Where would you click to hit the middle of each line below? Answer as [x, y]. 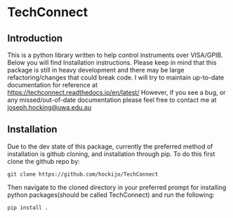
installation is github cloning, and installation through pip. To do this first [111, 154]
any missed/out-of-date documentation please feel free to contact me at [112, 100]
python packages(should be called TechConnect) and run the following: [111, 195]
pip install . [28, 207]
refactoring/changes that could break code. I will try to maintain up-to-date [116, 77]
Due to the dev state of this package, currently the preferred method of [110, 146]
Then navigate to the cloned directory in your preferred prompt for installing [117, 187]
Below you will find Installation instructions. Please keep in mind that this [112, 63]
